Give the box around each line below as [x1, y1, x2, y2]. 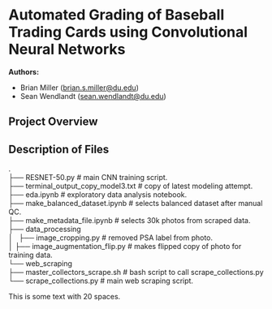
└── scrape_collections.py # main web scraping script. [8, 276, 193, 285]
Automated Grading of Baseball [8, 6, 225, 24]
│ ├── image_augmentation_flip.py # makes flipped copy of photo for [8, 242, 242, 251]
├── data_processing [8, 225, 81, 234]
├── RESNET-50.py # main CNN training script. [8, 173, 168, 182]
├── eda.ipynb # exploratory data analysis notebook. [8, 190, 188, 200]
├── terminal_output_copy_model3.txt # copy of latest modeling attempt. [8, 181, 253, 191]
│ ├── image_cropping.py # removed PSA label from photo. [8, 233, 214, 242]
